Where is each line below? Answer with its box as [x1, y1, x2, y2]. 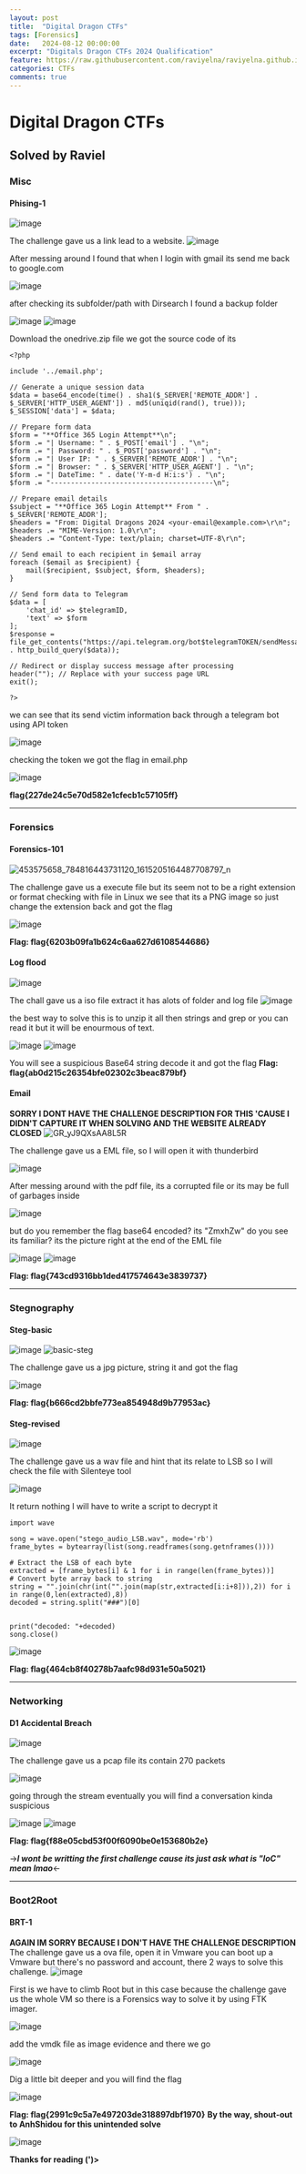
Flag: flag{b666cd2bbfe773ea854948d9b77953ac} [9, 1397, 211, 1408]
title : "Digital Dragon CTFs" [9, 22, 128, 31]
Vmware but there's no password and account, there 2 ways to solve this [9, 1956, 284, 1967]
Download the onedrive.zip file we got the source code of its [9, 333, 237, 344]
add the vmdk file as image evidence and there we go [9, 2038, 211, 2049]
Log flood [9, 957, 47, 968]
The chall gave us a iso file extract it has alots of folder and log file [9, 994, 259, 1006]
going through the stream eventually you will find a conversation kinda [9, 1791, 273, 1802]
